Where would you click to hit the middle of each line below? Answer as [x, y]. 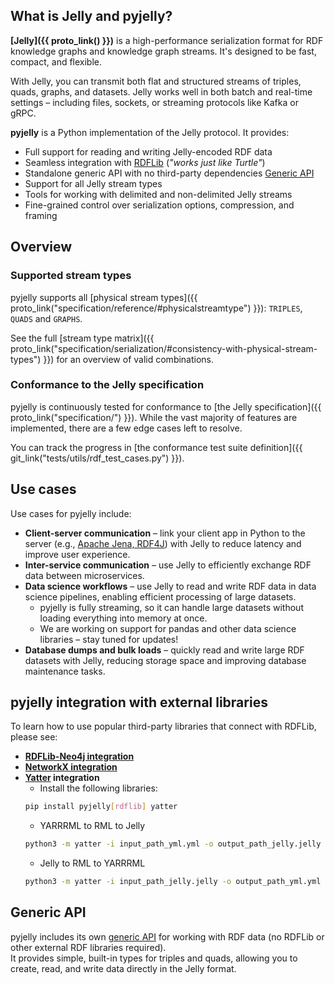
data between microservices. [84, 575]
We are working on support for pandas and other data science [168, 628]
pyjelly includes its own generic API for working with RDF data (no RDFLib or [167, 936]
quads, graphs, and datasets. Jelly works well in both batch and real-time [161, 91]
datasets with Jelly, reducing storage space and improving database [165, 660]
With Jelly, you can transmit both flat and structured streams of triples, [156, 81]
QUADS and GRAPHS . [46, 318]
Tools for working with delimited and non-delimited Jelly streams [158, 194]
